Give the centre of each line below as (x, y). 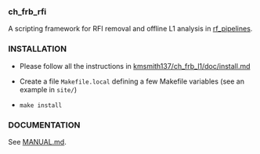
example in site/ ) (48, 89)
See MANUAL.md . (37, 141)
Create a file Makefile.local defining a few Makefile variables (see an (132, 81)
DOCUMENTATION (44, 125)
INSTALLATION (38, 49)
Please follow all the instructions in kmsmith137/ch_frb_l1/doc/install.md (135, 66)
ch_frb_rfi (27, 12)
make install (41, 105)
